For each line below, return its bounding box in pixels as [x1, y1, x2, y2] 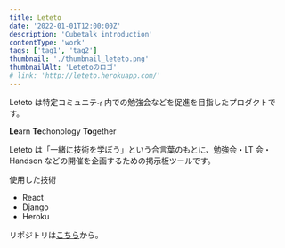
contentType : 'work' [9, 37, 86, 47]
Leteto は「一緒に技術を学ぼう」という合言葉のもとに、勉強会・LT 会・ [9, 144, 272, 154]
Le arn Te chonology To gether [9, 126, 117, 136]
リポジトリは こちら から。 [9, 229, 103, 240]
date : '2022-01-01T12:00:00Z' [9, 21, 122, 30]
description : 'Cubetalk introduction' [9, 29, 153, 38]
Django [21, 202, 49, 212]
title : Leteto [9, 12, 62, 22]
